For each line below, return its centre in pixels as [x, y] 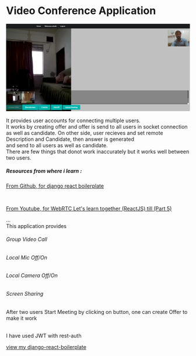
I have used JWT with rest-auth [44, 336]
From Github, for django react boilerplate [55, 186]
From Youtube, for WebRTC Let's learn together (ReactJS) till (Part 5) [89, 208]
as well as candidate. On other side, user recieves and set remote [85, 133]
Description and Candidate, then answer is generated [70, 139]
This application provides [36, 226]
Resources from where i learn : [44, 171]
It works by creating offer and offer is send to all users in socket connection [97, 126]
